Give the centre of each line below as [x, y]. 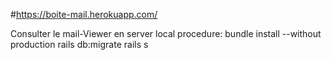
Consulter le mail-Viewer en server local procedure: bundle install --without [166, 33]
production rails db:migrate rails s [79, 44]
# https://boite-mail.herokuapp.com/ [84, 14]
